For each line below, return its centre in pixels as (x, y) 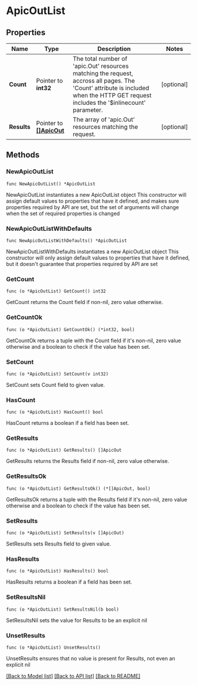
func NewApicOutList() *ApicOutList (51, 184)
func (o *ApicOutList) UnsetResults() (53, 647)
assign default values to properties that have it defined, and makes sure (93, 201)
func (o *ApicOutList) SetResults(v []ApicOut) (65, 533)
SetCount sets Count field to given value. (56, 384)
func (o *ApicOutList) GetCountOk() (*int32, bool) (70, 329)
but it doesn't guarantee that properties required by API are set (82, 264)
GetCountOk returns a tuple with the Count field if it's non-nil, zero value (94, 340)
